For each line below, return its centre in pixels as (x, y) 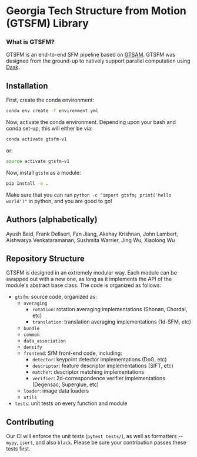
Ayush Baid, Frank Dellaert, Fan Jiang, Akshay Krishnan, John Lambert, (92, 234)
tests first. (18, 449)
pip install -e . (27, 183)
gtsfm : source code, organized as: (56, 297)
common (31, 335)
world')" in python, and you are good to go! (59, 201)
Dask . (13, 67)
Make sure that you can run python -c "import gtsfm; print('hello (89, 195)
